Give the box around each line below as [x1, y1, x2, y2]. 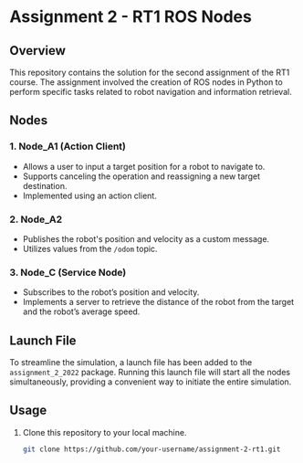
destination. [22, 180, 68, 191]
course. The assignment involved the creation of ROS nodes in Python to [9, 77, 283, 88]
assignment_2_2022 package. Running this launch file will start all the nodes [9, 367, 290, 378]
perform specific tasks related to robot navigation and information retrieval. [9, 87, 292, 97]
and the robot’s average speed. [22, 306, 141, 317]
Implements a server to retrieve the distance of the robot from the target [22, 297, 295, 308]
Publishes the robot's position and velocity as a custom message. [22, 233, 270, 244]
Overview [9, 43, 67, 58]
